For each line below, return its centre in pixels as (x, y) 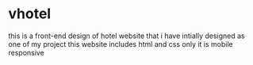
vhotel (30, 14)
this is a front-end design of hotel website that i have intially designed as (126, 36)
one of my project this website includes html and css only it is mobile (121, 44)
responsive (27, 52)
